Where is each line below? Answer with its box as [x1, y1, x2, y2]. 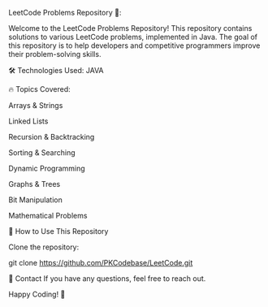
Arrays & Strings [8, 101, 63, 110]
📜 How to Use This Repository [8, 227, 109, 236]
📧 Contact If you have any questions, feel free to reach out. [8, 274, 206, 283]
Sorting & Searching [8, 148, 76, 158]
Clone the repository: [8, 242, 80, 252]
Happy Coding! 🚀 [8, 289, 66, 299]
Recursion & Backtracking [8, 132, 95, 141]
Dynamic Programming [8, 163, 85, 173]
